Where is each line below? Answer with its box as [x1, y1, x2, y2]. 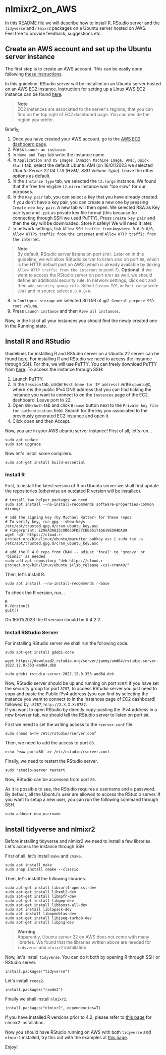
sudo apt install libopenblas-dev [5, 911, 77, 916]
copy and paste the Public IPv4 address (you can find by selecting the [5, 691, 149, 697]
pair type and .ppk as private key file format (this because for [12, 209, 138, 215]
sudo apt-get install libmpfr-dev [5, 894, 77, 899]
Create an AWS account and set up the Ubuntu [5, 45, 152, 53]
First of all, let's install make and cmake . [5, 853, 82, 859]
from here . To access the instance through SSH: [5, 366, 104, 372]
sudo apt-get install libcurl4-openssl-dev [5, 885, 97, 890]
